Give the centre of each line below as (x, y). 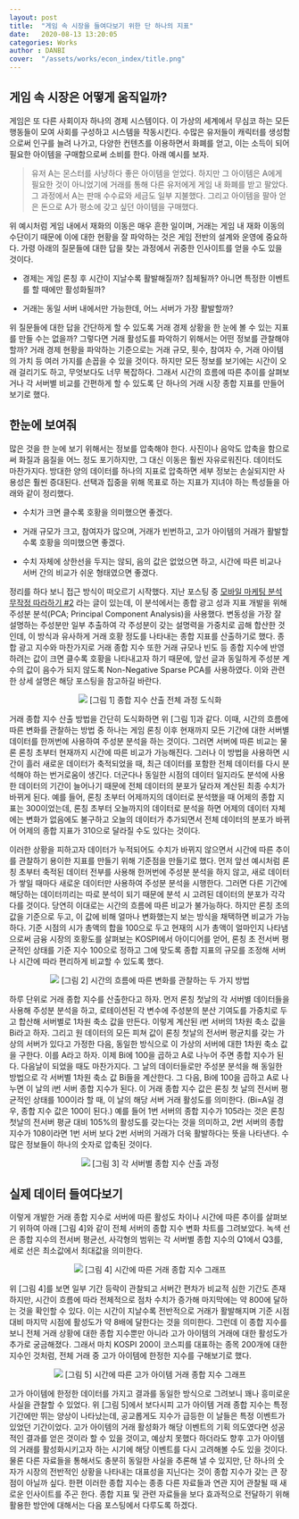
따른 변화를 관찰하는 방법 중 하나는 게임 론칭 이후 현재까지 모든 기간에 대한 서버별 (149, 730)
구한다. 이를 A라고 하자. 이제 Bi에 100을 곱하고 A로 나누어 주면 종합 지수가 (146, 1054)
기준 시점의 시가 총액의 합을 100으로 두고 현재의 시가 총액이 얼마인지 (146, 927)
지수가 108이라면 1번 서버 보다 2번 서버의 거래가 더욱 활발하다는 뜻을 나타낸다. (145, 1133)
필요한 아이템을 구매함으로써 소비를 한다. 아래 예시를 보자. (109, 154)
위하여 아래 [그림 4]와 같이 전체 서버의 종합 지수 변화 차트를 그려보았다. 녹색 (149, 1229)
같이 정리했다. (50, 493)
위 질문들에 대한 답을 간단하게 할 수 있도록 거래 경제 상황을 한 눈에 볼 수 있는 (141, 327)
